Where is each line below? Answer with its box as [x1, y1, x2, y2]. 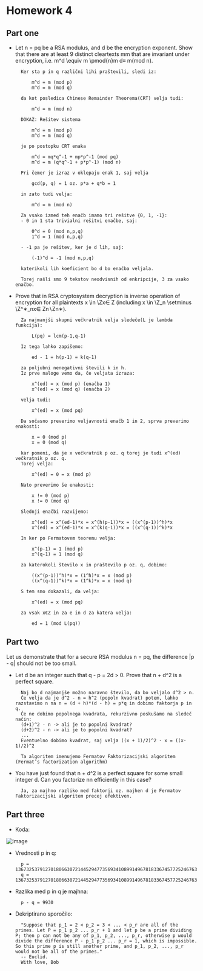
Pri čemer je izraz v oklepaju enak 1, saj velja [21, 170, 148, 176]
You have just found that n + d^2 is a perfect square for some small [15, 769, 183, 776]
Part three [6, 810, 45, 820]
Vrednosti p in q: [15, 849, 56, 857]
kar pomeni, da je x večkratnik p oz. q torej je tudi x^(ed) [21, 450, 181, 456]
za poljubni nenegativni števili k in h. [21, 365, 127, 371]
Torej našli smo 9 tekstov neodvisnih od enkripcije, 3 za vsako [21, 276, 189, 282]
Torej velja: [21, 461, 54, 467]
